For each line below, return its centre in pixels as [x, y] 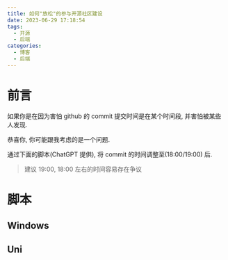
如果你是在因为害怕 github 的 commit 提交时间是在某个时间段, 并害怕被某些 [114, 116]
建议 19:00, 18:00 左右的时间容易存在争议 [83, 169]
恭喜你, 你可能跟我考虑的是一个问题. [59, 139]
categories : [24, 46]
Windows [28, 226]
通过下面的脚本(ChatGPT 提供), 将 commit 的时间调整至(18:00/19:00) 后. [110, 154]
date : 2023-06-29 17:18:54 [46, 20]
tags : [15, 26]
